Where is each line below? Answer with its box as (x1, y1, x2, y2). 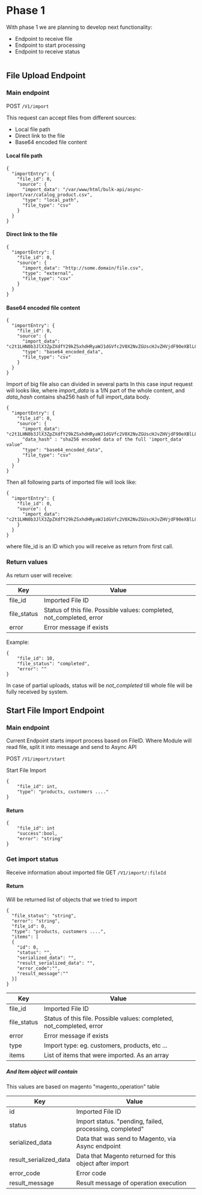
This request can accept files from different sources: (6, 114, 136, 121)
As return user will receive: (6, 572, 73, 579)
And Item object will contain (6, 1068, 78, 1075)
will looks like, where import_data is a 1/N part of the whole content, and (6, 387, 185, 394)
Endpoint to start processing (14, 41, 86, 49)
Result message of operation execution (76, 1179, 187, 1187)
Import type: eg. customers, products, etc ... (44, 1041, 168, 1050)
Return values (6, 558, 48, 566)
